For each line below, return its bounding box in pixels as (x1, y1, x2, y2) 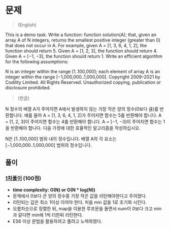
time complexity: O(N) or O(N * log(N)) (12, 186, 95, 193)
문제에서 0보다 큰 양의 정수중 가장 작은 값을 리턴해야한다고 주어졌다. (12, 192, 147, 199)
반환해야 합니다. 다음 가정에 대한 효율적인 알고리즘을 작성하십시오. (10, 125, 141, 131)
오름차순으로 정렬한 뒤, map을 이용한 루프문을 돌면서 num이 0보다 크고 (12, 205, 153, 211)
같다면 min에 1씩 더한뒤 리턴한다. (18, 212, 83, 218)
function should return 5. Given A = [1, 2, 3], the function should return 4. (5, 48, 158, 54)
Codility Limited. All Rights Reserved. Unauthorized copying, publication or (5, 79, 161, 85)
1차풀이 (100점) (5, 175, 42, 182)
